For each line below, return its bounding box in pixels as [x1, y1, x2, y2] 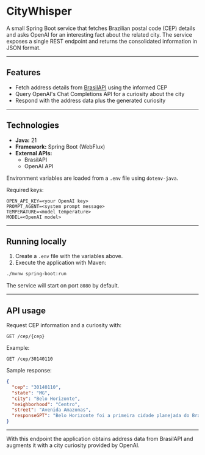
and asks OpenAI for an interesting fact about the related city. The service [6, 31, 192, 38]
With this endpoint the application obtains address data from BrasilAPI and [6, 435, 193, 443]
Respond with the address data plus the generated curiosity [15, 97, 166, 104]
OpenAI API [24, 162, 54, 169]
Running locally [6, 236, 67, 246]
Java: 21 [15, 136, 37, 144]
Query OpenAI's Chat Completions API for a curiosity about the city [15, 90, 185, 97]
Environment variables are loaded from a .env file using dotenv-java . [6, 174, 179, 182]
